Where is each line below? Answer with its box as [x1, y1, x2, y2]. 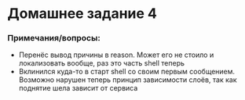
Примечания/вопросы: [7, 33, 101, 44]
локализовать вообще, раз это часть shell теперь [18, 59, 185, 68]
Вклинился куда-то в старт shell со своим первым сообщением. [18, 67, 236, 77]
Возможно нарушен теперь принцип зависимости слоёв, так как [18, 75, 237, 84]
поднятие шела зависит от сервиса [18, 84, 138, 93]
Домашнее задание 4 [7, 5, 158, 23]
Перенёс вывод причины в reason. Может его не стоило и [18, 50, 214, 59]
